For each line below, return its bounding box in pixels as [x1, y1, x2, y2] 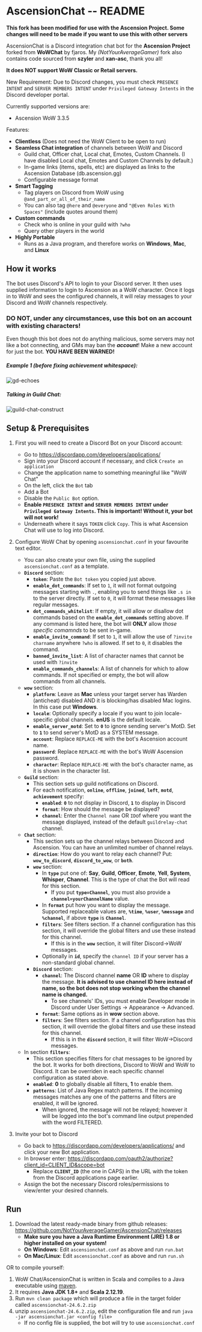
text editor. [14, 544, 42, 552]
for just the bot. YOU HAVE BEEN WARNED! [6, 348, 115, 356]
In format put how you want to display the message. [41, 901, 170, 908]
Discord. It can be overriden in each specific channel [32, 1067, 164, 1075]
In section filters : [23, 1048, 70, 1055]
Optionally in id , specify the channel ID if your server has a [41, 952, 188, 960]
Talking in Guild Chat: [6, 390, 62, 398]
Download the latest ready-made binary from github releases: [14, 1220, 168, 1227]
